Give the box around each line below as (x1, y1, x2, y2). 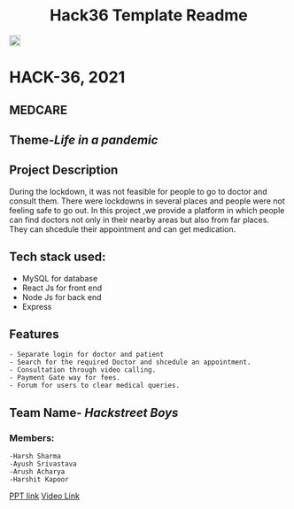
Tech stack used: (9, 250, 106, 265)
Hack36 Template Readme (50, 5, 248, 26)
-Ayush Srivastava (9, 459, 77, 469)
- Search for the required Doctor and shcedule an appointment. (9, 358, 251, 367)
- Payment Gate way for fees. (9, 374, 121, 382)
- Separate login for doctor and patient (9, 351, 165, 359)
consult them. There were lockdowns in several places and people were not (9, 196, 285, 206)
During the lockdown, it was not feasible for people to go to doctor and (9, 186, 267, 197)
